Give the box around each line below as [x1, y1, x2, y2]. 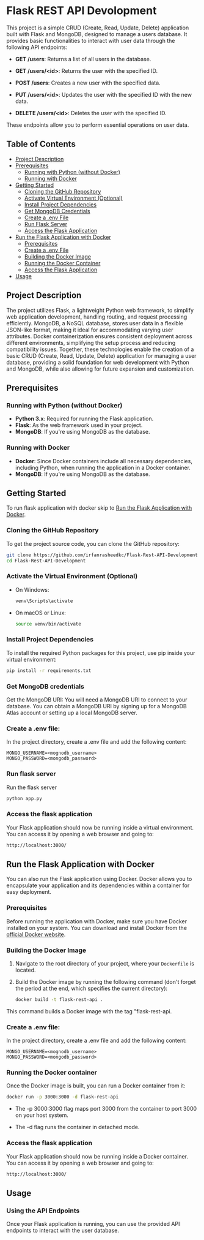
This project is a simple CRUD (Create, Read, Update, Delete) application [6, 24, 189, 31]
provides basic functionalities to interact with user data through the [6, 37, 175, 44]
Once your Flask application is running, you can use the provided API [6, 1220, 180, 1228]
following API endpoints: [6, 43, 68, 51]
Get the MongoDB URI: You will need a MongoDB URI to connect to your [6, 696, 188, 703]
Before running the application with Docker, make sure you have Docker [6, 917, 188, 925]
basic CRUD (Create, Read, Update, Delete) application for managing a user [6, 352, 197, 359]
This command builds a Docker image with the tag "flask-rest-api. [6, 1007, 172, 1015]
